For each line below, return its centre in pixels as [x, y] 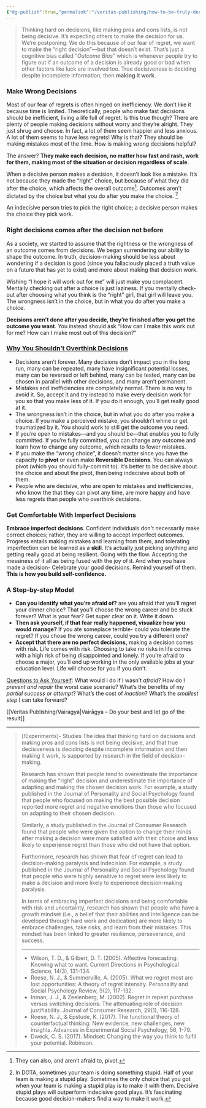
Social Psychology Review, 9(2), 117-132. [82, 991]
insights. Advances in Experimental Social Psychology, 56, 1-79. [111, 1030]
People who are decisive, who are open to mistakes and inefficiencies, [104, 485]
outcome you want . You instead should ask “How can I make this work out [101, 326]
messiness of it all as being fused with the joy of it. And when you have [96, 561]
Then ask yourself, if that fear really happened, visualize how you [100, 623]
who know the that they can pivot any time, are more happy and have [102, 492]
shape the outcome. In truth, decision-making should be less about [91, 256]
